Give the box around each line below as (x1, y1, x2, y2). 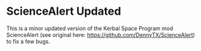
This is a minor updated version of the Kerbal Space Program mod (6, 25, 173, 32)
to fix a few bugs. (6, 37, 50, 45)
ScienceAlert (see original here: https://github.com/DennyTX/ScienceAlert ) (6, 31, 195, 38)
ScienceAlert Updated (6, 4, 121, 18)
